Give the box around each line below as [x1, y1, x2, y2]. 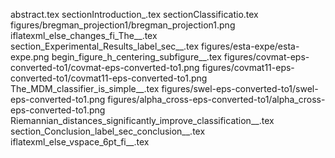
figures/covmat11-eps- [201, 62, 295, 73]
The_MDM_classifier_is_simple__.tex [10, 83, 160, 94]
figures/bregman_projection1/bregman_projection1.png [10, 19, 236, 31]
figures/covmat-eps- [223, 51, 310, 63]
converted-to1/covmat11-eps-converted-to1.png [10, 72, 208, 84]
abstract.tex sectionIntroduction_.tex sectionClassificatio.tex [10, 9, 259, 20]
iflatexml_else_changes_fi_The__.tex [10, 30, 158, 41]
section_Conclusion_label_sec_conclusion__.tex [10, 125, 206, 137]
